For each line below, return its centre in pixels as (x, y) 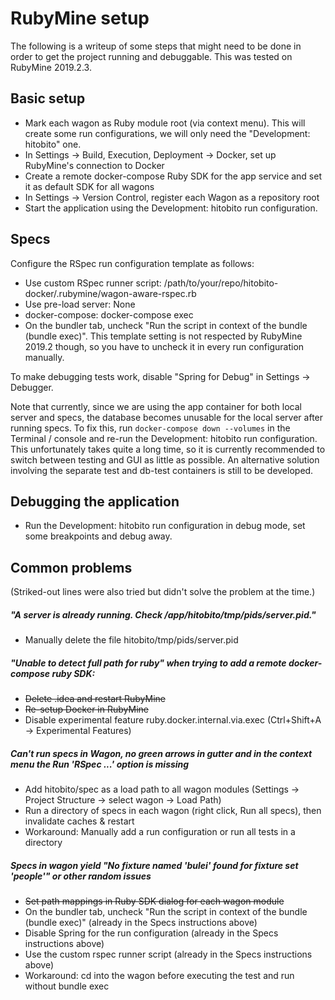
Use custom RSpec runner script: (93, 283)
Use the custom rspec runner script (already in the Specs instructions (168, 954)
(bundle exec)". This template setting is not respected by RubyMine (163, 336)
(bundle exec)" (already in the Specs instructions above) (141, 923)
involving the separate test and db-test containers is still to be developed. (162, 470)
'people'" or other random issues (81, 876)
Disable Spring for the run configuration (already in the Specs (151, 933)
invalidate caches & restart (79, 821)
